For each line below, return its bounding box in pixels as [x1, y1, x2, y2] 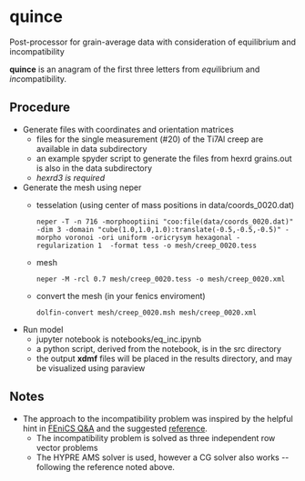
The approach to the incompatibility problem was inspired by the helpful [22, 413, 293, 424]
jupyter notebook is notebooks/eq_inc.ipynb [36, 334, 202, 345]
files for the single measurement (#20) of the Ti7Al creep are [36, 134, 264, 145]
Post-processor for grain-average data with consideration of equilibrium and [9, 36, 297, 47]
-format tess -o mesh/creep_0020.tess [109, 241, 258, 250]
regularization [36, 241, 94, 250]
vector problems [36, 442, 98, 453]
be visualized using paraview [36, 362, 146, 374]
